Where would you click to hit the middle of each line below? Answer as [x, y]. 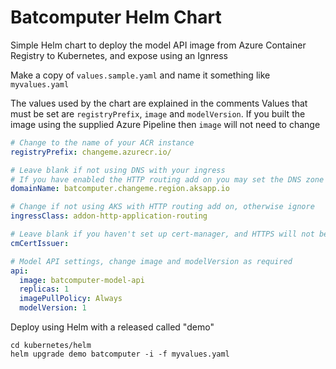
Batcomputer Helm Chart [116, 17]
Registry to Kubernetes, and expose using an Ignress [119, 55]
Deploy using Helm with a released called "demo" [112, 327]
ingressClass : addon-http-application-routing [109, 216]
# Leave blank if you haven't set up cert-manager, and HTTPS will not [162, 234]
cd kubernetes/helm [51, 346]
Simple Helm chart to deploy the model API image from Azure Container [158, 45]
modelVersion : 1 [53, 308]
